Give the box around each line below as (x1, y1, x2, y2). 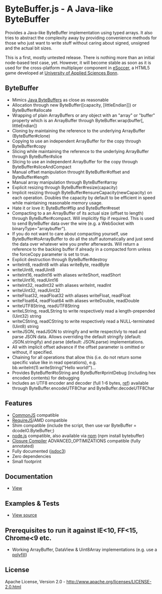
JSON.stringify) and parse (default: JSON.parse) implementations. (12, 339, 144, 344)
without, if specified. (12, 349, 53, 355)
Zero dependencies (12, 453, 51, 459)
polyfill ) (12, 552, 28, 558)
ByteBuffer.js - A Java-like (5, 3, 114, 15)
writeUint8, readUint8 (12, 266, 55, 272)
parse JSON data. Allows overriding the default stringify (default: (12, 333, 142, 340)
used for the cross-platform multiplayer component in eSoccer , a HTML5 (5, 64, 150, 71)
